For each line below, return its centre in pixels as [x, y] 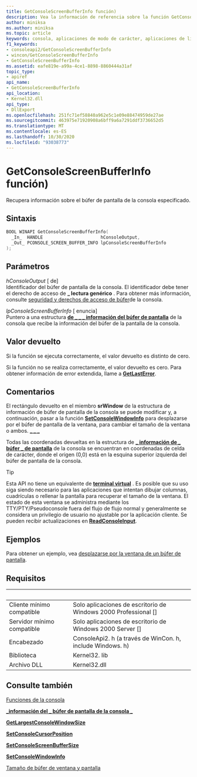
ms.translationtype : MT [35, 126]
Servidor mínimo [32, 621]
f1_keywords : [22, 45]
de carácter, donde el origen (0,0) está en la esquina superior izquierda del [96, 454]
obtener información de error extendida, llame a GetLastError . [81, 374]
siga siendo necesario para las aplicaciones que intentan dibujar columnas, [97, 490]
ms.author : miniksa [30, 28]
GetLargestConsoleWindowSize [46, 722]
